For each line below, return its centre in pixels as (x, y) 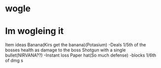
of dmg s (14, 61)
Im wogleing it (34, 31)
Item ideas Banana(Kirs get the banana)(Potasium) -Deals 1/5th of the (76, 45)
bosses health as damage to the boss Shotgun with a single (65, 50)
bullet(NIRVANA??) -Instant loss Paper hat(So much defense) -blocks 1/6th (81, 55)
